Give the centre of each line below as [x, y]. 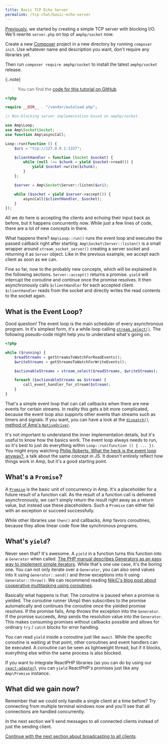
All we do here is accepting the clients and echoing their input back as [78, 218]
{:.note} [13, 79]
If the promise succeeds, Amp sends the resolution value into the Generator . [84, 616]
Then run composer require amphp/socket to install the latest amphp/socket [81, 64]
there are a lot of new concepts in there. [47, 228]
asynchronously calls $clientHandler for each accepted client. [70, 285]
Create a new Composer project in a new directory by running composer [78, 44]
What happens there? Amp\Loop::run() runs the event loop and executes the [84, 238]
